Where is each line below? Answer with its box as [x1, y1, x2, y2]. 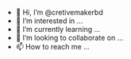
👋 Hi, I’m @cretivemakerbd [15, 8, 103, 17]
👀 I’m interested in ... [15, 16, 83, 26]
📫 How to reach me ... [15, 42, 90, 51]
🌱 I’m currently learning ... [15, 25, 101, 33]
